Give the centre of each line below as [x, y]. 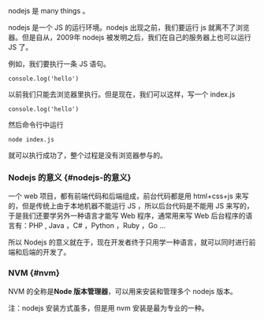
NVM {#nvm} [34, 273]
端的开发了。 [50, 252]
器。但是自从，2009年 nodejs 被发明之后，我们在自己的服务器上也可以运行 [130, 37]
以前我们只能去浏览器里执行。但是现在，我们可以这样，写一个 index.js [122, 94]
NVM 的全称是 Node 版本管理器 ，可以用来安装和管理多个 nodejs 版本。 [123, 291]
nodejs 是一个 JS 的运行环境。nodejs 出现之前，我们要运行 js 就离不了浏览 [129, 28]
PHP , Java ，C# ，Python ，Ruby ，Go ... [97, 226]
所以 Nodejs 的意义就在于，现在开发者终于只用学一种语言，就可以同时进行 [129, 242]
